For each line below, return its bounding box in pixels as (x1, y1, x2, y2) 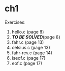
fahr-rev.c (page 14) (11, 50, 53, 56)
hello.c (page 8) (11, 29, 44, 35)
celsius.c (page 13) (11, 44, 50, 50)
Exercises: (4, 19, 26, 25)
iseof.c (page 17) (11, 55, 46, 61)
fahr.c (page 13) (11, 39, 44, 45)
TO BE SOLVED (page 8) (11, 34, 61, 40)
